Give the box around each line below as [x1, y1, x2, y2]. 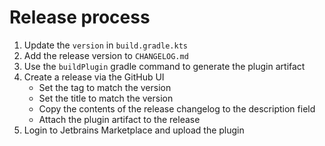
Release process [9, 6, 151, 29]
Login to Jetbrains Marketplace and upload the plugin [23, 124, 245, 136]
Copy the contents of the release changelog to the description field [38, 102, 316, 115]
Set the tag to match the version [38, 81, 172, 93]
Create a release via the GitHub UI [23, 71, 165, 83]
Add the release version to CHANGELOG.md [23, 49, 189, 61]
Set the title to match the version [38, 92, 174, 104]
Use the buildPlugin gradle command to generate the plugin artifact [23, 60, 306, 72]
